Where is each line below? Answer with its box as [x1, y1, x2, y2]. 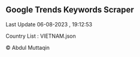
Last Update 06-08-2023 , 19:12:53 [5, 20, 93, 28]
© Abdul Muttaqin [5, 44, 50, 51]
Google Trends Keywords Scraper [5, 5, 134, 15]
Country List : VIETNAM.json [5, 32, 76, 40]
